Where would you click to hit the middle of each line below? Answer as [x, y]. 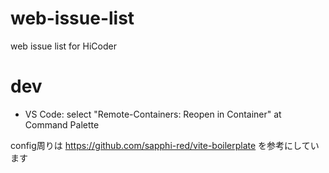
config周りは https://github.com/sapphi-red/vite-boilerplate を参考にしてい [165, 145]
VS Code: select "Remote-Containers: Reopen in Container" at [153, 114]
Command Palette [62, 124]
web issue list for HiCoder [63, 46]
